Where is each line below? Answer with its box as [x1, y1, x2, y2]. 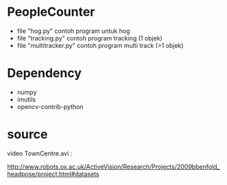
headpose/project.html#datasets [7, 169, 99, 178]
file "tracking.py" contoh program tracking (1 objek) [16, 34, 163, 42]
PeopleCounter [7, 4, 95, 20]
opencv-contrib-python [16, 102, 84, 110]
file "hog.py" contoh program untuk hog [16, 27, 130, 35]
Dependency [7, 66, 82, 81]
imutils [16, 95, 36, 103]
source [7, 127, 48, 143]
